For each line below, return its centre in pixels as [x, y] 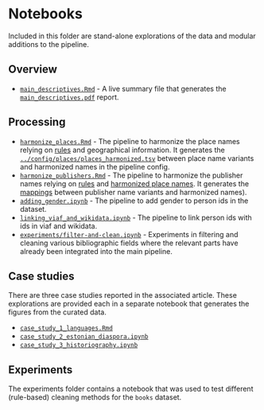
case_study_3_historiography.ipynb [79, 346]
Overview [33, 70]
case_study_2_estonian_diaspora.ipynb [84, 337]
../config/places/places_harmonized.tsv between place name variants [137, 158]
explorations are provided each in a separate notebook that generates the [129, 304]
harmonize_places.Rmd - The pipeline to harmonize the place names [130, 141]
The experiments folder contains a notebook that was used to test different [131, 389]
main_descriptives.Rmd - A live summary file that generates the [123, 88]
